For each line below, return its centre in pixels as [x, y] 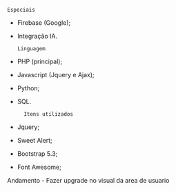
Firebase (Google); [44, 23]
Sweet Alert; [35, 140]
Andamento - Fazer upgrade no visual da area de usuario [88, 180]
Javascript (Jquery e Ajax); [56, 75]
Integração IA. [37, 36]
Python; [28, 88]
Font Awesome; [39, 167]
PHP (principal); [40, 61]
